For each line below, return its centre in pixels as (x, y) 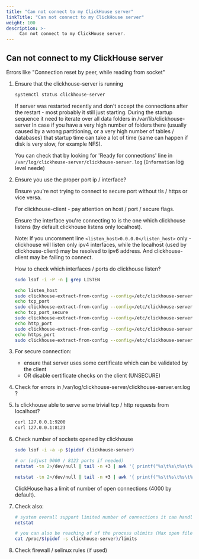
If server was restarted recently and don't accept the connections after (101, 106)
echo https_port (35, 335)
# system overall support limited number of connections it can (96, 517)
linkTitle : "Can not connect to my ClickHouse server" (75, 17)
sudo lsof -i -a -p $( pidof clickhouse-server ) (75, 450)
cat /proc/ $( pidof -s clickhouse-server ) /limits (76, 539)
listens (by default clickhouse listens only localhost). (78, 227)
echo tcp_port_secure (41, 313)
